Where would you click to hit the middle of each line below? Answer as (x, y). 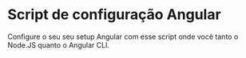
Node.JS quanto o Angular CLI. (58, 44)
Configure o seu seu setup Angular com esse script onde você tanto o (123, 37)
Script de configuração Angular (114, 15)
